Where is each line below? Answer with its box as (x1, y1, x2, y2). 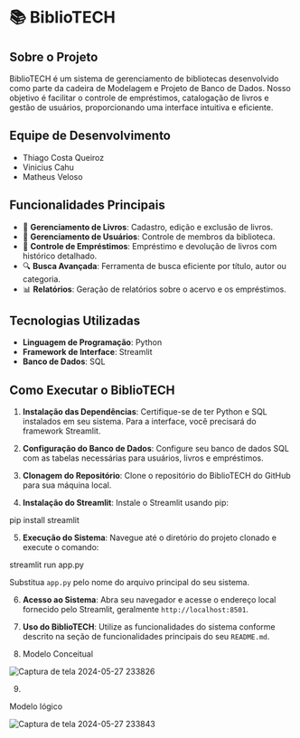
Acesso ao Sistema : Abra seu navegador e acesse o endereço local (22, 594, 277, 605)
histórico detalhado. (22, 250, 98, 261)
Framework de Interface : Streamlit (22, 347, 153, 358)
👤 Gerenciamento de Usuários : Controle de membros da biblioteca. (22, 231, 276, 242)
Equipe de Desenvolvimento (9, 128, 172, 144)
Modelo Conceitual (22, 649, 93, 659)
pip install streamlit (9, 515, 80, 526)
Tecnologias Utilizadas (9, 313, 141, 329)
